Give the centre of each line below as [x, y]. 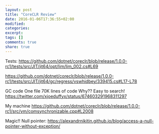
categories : [17, 28]
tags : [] [14, 38]
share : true [17, 47]
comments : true [21, 42]
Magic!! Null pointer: [26, 121]
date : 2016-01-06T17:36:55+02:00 [40, 19]
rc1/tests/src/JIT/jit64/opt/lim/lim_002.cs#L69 [52, 66]
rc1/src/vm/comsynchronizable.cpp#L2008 [49, 111]
